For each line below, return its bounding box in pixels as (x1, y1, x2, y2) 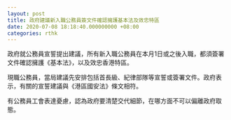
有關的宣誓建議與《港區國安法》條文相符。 (19, 82, 142, 91)
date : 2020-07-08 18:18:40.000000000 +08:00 (7, 23, 139, 30)
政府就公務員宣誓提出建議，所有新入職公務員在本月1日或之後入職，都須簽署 (7, 50, 225, 58)
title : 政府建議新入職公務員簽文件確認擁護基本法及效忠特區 (7, 17, 160, 24)
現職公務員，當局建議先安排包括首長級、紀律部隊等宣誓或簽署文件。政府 (7, 73, 216, 82)
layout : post (7, 10, 45, 17)
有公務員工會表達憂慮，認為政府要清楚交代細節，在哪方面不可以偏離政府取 (7, 97, 222, 105)
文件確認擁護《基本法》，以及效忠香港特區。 (7, 59, 133, 67)
